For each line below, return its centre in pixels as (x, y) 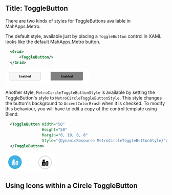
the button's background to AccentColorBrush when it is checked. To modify (85, 103)
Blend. (12, 114)
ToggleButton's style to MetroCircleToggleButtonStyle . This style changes (84, 98)
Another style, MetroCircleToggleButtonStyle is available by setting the (80, 92)
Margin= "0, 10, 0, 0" (65, 135)
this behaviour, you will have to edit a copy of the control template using (81, 109)
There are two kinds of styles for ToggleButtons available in (68, 21)
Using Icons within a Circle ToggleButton (71, 186)
